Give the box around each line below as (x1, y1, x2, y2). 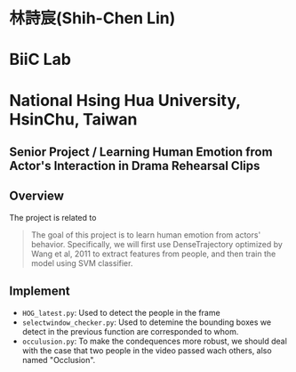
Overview (9, 189, 65, 204)
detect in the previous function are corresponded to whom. (21, 326, 239, 336)
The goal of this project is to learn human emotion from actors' (30, 229, 261, 240)
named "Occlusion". (21, 354, 96, 365)
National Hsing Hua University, (9, 90, 241, 110)
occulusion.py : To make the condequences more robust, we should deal (21, 336, 287, 346)
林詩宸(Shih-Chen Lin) (9, 8, 176, 28)
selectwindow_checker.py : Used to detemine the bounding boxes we (21, 317, 272, 328)
